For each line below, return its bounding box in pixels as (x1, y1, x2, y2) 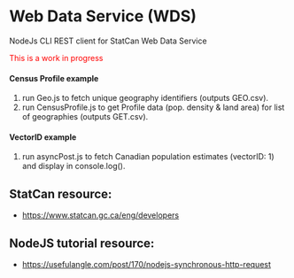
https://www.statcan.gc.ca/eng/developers (21, 210, 180, 220)
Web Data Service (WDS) (9, 6, 197, 27)
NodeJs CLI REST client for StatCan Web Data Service (9, 35, 207, 46)
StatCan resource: (9, 186, 112, 201)
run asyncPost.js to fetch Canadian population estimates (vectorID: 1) (21, 151, 275, 162)
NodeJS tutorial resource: (9, 236, 155, 251)
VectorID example (9, 131, 77, 143)
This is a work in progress (9, 52, 104, 63)
